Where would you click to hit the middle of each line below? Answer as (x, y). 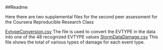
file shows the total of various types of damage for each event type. (75, 42)
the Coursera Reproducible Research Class (49, 22)
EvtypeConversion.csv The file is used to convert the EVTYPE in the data (80, 31)
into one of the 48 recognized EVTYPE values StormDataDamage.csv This (82, 37)
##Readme (16, 7)
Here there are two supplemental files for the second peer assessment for (81, 17)
